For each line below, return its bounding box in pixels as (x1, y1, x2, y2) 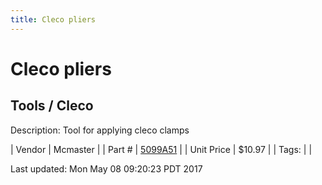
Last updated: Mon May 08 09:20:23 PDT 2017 (10, 162, 203, 175)
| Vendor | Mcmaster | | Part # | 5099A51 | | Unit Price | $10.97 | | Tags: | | (10, 143, 313, 155)
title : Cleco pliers (10, 14, 97, 25)
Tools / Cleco (10, 97, 94, 115)
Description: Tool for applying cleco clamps (10, 124, 190, 136)
